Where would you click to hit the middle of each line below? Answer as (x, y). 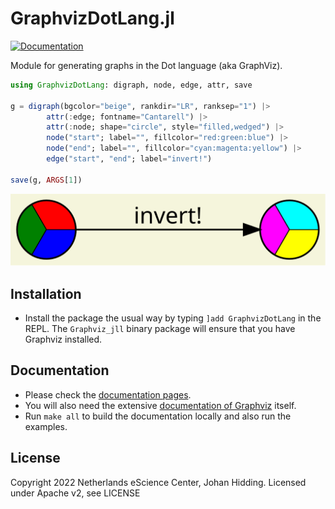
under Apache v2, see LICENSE (75, 493)
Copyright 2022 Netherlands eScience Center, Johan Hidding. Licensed (158, 482)
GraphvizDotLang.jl (92, 18)
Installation (46, 293)
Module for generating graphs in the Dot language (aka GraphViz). (146, 65)
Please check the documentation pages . (108, 394)
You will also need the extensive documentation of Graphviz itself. (160, 405)
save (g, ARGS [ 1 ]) (46, 180)
